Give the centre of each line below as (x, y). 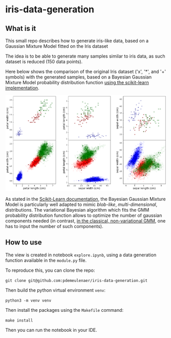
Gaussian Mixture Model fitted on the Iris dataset (57, 46)
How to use (24, 242)
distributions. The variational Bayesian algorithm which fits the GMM (77, 210)
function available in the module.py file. (46, 260)
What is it (21, 29)
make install (19, 320)
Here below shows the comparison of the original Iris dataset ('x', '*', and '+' (86, 71)
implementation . (22, 88)
